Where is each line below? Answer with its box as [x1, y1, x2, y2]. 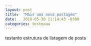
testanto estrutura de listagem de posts [5, 35, 86, 41]
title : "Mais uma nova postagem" [5, 12, 77, 17]
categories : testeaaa [5, 21, 50, 26]
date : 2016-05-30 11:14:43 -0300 [5, 16, 79, 21]
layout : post [5, 7, 32, 12]
